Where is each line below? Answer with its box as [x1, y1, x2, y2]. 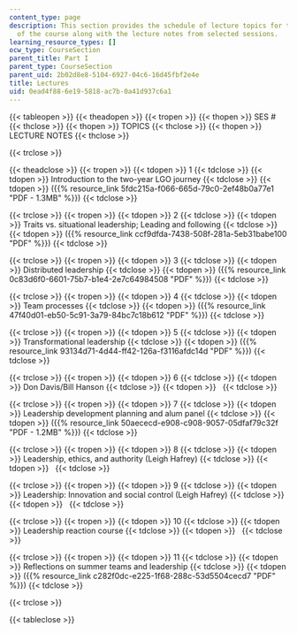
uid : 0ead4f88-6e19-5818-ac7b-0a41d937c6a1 [9, 87, 172, 95]
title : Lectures [9, 79, 69, 88]
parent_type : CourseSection [9, 63, 113, 72]
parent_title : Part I [9, 54, 89, 63]
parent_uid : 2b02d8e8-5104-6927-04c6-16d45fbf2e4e [9, 71, 200, 80]
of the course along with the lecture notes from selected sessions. [17, 29, 278, 38]
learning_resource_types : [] [9, 37, 117, 47]
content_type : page [9, 12, 81, 22]
